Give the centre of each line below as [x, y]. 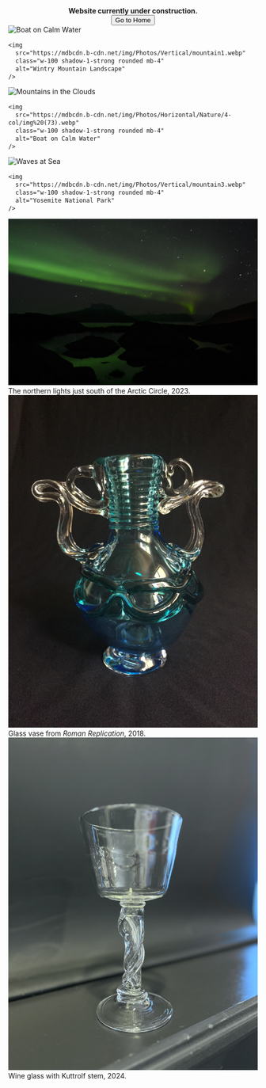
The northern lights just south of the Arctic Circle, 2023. [99, 390]
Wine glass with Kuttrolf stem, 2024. [67, 1075]
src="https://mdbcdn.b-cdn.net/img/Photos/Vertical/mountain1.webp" [131, 53]
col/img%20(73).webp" [44, 123]
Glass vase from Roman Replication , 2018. [77, 733]
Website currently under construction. [133, 11]
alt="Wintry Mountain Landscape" [70, 69]
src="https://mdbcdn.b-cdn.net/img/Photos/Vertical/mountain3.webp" [131, 185]
